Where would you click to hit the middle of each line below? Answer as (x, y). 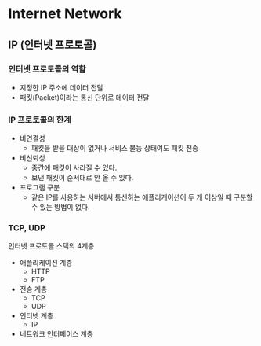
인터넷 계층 (36, 316)
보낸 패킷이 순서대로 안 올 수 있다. (82, 178)
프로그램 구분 (40, 188)
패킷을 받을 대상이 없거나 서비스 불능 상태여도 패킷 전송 (115, 148)
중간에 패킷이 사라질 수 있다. (74, 168)
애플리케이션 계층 (46, 263)
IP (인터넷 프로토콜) (53, 44)
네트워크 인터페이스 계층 (56, 334)
